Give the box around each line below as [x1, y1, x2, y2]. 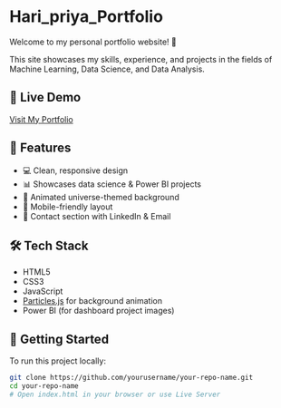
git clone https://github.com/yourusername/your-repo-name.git [9, 374, 254, 383]
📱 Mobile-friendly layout [22, 201, 113, 212]
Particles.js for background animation [22, 296, 163, 306]
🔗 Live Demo [9, 90, 82, 105]
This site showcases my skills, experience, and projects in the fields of [9, 53, 273, 64]
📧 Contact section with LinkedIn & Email [22, 210, 171, 221]
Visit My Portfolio [9, 113, 74, 124]
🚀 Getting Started [9, 331, 110, 346]
